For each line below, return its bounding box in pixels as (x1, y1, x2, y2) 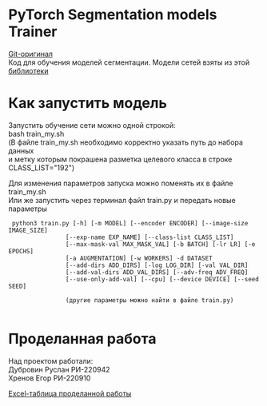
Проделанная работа (8, 330, 157, 348)
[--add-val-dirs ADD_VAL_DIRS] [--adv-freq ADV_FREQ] (65, 268, 249, 277)
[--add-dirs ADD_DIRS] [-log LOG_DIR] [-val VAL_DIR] (65, 261, 249, 269)
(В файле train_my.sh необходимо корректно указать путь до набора (8, 137, 244, 147)
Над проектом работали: (8, 356, 94, 365)
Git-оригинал (8, 49, 54, 58)
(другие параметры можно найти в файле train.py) (65, 296, 234, 304)
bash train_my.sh (8, 129, 65, 138)
